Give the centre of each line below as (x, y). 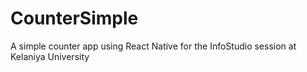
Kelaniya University (50, 56)
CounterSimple (74, 18)
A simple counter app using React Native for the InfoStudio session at (153, 46)
